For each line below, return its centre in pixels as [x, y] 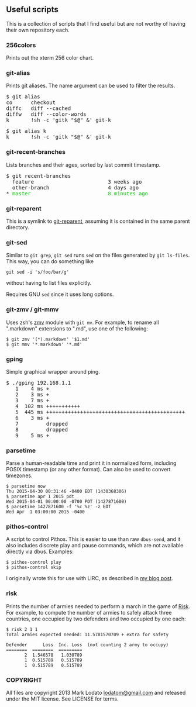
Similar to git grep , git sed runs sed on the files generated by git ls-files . [98, 255]
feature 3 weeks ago [77, 182]
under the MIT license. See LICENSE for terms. [62, 699]
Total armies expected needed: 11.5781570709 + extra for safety [87, 634]
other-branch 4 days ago [75, 187]
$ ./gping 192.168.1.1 [39, 383]
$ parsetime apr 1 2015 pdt [40, 496]
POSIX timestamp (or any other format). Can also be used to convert [88, 470]
